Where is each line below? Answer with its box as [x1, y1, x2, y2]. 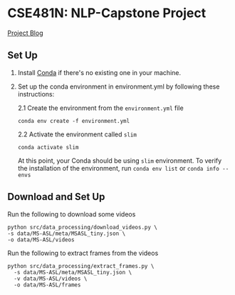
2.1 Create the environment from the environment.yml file [17, 104, 184, 112]
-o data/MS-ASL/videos [7, 236, 75, 244]
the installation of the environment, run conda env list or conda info [17, 164, 219, 172]
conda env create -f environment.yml [17, 117, 130, 124]
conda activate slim [17, 144, 79, 151]
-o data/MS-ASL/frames [14, 281, 81, 289]
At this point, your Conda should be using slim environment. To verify [17, 156, 222, 165]
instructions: [17, 89, 55, 98]
